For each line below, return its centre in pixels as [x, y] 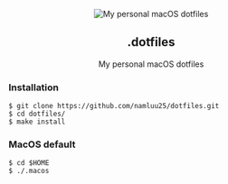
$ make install [37, 122]
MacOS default [42, 144]
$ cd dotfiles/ [37, 114]
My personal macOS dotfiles [151, 64]
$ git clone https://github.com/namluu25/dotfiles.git [114, 106]
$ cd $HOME [29, 163]
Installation [34, 87]
